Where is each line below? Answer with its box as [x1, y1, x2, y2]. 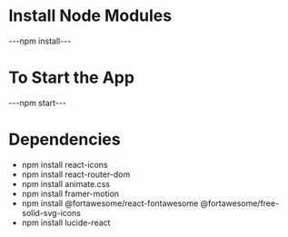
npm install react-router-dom [21, 169, 131, 180]
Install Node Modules [8, 5, 173, 26]
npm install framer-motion [21, 188, 120, 199]
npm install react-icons [21, 159, 108, 170]
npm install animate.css [21, 178, 111, 189]
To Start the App [8, 67, 135, 88]
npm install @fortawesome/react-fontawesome [21, 197, 199, 209]
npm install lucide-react [21, 217, 111, 228]
